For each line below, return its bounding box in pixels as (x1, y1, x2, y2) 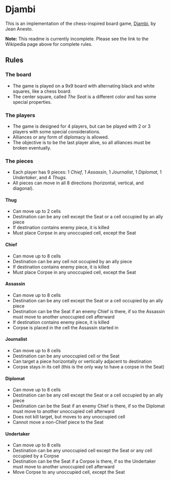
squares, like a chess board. (12, 88, 72, 94)
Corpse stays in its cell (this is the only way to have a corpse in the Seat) (12, 364, 165, 370)
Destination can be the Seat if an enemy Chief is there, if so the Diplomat (12, 403, 165, 409)
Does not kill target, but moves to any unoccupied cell (12, 414, 125, 420)
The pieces (5, 157, 33, 164)
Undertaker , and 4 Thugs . (12, 175, 67, 181)
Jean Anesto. (5, 25, 33, 32)
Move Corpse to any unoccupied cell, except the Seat (12, 469, 125, 475)
